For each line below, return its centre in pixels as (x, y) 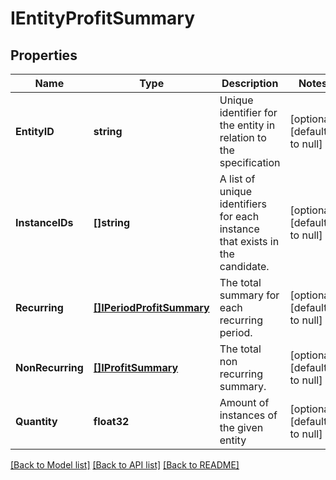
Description (250, 83)
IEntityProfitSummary (103, 18)
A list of (237, 179)
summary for (249, 295)
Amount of (244, 402)
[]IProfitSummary (136, 367)
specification (250, 162)
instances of (248, 415)
